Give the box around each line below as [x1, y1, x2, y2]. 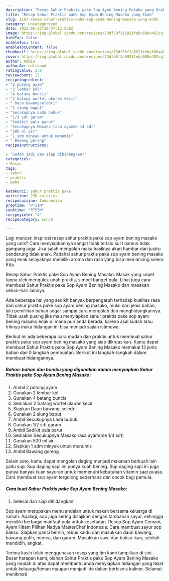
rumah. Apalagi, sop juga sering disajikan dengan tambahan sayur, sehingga [6, 513, 163, 520]
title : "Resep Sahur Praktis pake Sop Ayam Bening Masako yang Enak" [6, 12, 154, 17]
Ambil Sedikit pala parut [13, 427, 63, 433]
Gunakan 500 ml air [13, 438, 54, 444]
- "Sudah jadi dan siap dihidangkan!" [6, 152, 87, 157]
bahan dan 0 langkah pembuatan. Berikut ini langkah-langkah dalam [6, 350, 147, 356]
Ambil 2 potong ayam [13, 385, 57, 391]
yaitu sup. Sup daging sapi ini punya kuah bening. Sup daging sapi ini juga [6, 463, 159, 470]
